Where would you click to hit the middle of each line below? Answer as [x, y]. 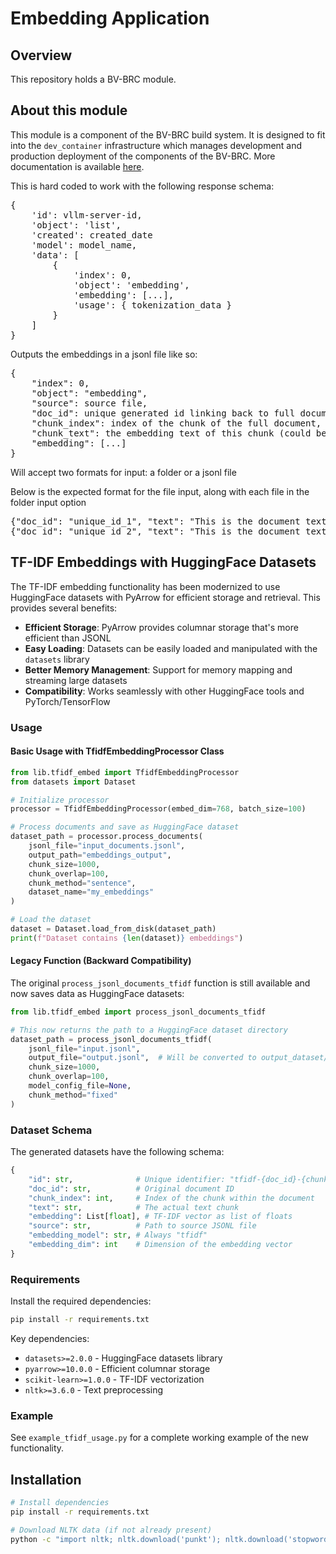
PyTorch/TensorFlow [67, 701]
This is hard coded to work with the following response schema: [142, 186]
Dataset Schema [51, 1130]
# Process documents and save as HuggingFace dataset [125, 827]
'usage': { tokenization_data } [153, 305]
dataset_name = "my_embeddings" [91, 892]
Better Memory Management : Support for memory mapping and [158, 669]
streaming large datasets [76, 680]
